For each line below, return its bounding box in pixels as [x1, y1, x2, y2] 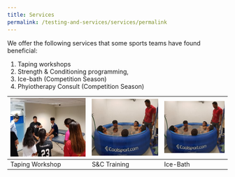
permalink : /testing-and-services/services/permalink [7, 18, 168, 26]
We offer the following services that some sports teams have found [7, 38, 201, 47]
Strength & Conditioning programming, [17, 67, 129, 76]
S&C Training [92, 160, 129, 168]
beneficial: [7, 46, 38, 55]
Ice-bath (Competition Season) [17, 74, 107, 83]
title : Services [7, 11, 55, 18]
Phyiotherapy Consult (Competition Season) [17, 82, 145, 90]
